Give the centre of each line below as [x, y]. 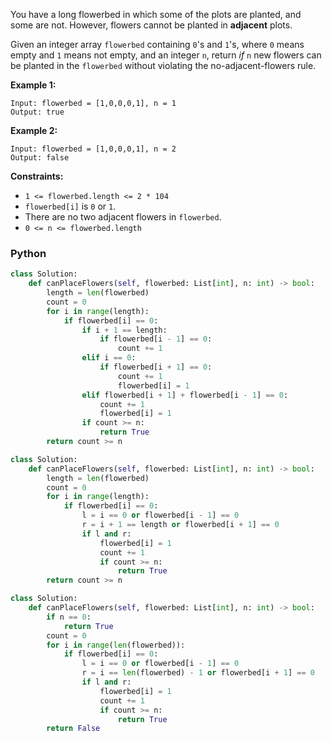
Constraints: [37, 176]
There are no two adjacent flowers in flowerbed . [123, 217]
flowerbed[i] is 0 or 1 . [70, 206]
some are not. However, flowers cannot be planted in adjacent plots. [151, 25]
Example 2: [34, 130]
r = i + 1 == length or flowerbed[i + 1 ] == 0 [180, 525]
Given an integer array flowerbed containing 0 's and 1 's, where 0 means [157, 44]
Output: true [37, 112]
